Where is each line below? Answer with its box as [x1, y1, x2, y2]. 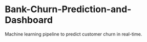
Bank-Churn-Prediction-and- [5, 4, 132, 15]
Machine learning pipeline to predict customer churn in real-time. [5, 31, 142, 37]
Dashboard [5, 14, 53, 26]
